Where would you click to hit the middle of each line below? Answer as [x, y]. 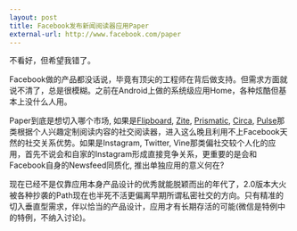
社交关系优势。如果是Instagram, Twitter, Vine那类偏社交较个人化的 [146, 143]
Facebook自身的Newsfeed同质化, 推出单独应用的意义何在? [117, 165]
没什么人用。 [48, 102]
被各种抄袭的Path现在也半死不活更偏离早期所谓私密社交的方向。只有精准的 [146, 195]
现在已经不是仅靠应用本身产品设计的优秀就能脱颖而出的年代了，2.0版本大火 [148, 185]
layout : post [33, 17]
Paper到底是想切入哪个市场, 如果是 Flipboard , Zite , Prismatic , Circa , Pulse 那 [147, 120]
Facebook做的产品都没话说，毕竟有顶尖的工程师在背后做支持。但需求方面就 [148, 79]
